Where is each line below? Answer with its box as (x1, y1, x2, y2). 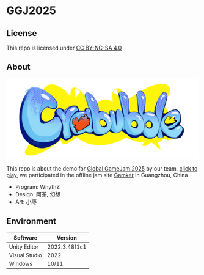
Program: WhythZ (15, 183, 60, 190)
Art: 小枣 (15, 198, 37, 205)
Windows (9, 260, 33, 268)
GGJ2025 (6, 4, 56, 18)
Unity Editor (9, 243, 39, 251)
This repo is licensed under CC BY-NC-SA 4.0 (6, 44, 122, 51)
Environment (6, 216, 57, 227)
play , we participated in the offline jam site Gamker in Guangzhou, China (6, 171, 188, 178)
